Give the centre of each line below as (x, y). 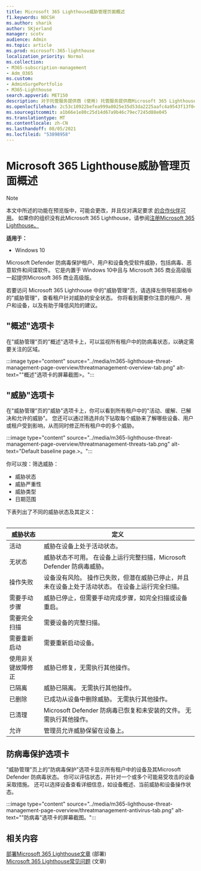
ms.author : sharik (29, 23)
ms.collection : (25, 62)
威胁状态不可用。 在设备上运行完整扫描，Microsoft (115, 557)
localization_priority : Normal (45, 56)
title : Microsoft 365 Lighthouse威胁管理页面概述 (66, 12)
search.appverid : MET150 (37, 95)
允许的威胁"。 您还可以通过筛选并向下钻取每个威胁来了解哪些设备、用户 (105, 418)
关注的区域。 (27, 349)
